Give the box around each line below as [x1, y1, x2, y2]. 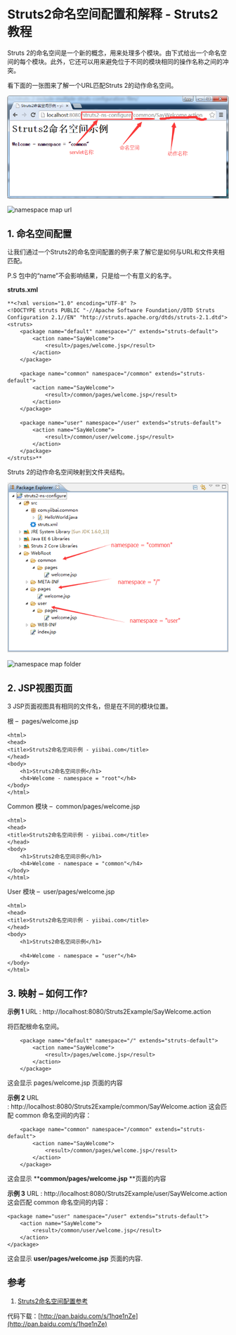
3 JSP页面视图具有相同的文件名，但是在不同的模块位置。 [7, 702, 172, 711]
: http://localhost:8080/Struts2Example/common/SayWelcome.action [7, 1102, 207, 1111]
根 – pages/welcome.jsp [7, 717, 79, 725]
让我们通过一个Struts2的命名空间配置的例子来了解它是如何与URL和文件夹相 [7, 247, 225, 257]
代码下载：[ [7, 1312, 41, 1320]
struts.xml [7, 285, 39, 294]
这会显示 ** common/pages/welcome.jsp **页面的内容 [7, 1175, 166, 1182]
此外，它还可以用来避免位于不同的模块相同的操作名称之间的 [50, 57, 223, 65]
